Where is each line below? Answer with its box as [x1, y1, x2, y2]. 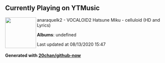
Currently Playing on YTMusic [5, 4, 100, 12]
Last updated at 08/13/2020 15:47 [37, 41, 106, 47]
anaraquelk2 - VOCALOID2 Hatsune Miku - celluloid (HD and [37, 17, 161, 23]
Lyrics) [37, 22, 51, 28]
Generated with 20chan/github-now [5, 53, 82, 59]
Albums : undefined [37, 31, 77, 37]
